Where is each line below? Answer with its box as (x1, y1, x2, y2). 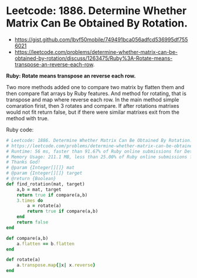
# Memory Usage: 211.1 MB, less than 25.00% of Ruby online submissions (6, 154, 188, 160)
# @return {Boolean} (6, 176, 57, 182)
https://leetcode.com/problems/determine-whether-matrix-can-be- (14, 48, 178, 55)
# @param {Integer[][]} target (6, 170, 83, 177)
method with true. (6, 114, 49, 121)
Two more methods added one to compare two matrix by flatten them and (6, 83, 185, 90)
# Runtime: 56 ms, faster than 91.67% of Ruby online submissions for (6, 148, 182, 154)
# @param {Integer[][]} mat (6, 165, 75, 171)
